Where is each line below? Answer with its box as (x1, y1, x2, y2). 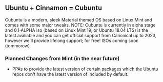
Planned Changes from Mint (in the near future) (5, 55, 120, 61)
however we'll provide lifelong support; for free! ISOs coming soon (5, 38, 139, 43)
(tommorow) (5, 42, 30, 48)
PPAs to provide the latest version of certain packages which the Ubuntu (12, 66, 159, 72)
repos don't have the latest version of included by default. (12, 71, 129, 77)
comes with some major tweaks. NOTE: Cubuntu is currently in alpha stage (5, 22, 156, 28)
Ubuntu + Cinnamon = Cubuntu (5, 4, 102, 12)
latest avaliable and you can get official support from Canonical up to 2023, (5, 32, 157, 38)
